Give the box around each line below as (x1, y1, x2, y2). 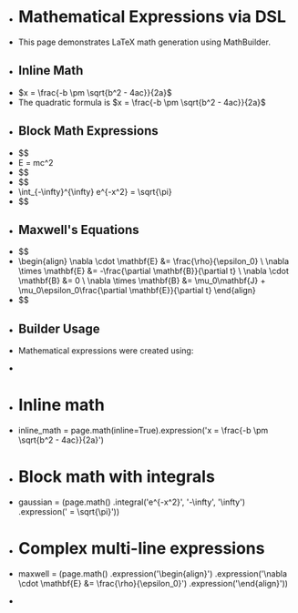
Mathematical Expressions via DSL (17, 6, 287, 27)
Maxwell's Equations (17, 221, 139, 238)
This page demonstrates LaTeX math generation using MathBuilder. (17, 36, 272, 47)
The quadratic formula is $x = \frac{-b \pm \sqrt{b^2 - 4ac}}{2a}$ (17, 97, 266, 107)
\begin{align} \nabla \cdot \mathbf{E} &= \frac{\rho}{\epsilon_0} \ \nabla (17, 256, 290, 267)
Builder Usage (17, 321, 100, 336)
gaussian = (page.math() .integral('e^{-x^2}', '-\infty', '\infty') (17, 496, 246, 507)
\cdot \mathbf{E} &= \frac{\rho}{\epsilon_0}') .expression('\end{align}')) (17, 578, 289, 588)
